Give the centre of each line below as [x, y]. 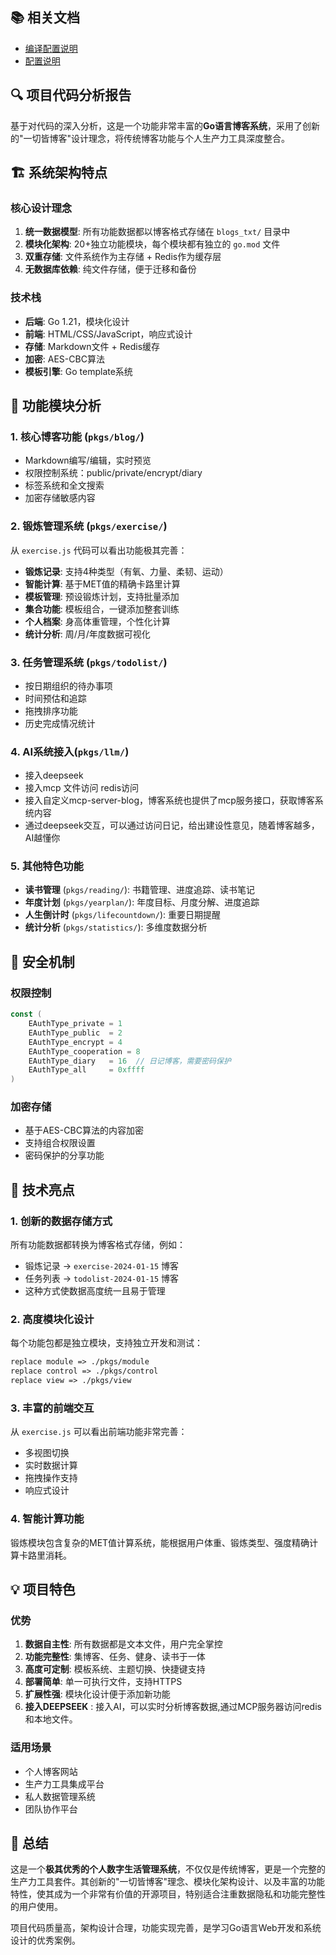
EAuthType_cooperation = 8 [84, 1051]
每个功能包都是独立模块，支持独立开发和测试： [106, 1343]
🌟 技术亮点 [42, 1189]
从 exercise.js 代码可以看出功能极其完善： [99, 550]
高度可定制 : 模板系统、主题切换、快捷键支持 [115, 1669]
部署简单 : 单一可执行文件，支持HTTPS [103, 1682]
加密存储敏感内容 [60, 498]
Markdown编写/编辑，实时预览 [88, 460]
